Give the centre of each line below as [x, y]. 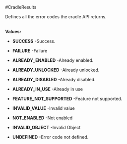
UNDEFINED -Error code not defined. [50, 137]
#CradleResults [21, 7]
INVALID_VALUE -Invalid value [44, 108]
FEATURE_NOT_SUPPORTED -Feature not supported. [67, 99]
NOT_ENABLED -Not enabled [42, 118]
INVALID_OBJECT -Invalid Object [46, 127]
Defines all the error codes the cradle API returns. [56, 17]
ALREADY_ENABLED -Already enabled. [53, 60]
